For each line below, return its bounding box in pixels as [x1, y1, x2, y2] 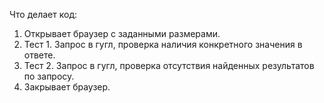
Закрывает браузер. [23, 81, 111, 93]
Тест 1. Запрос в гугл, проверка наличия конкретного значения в [23, 39, 303, 50]
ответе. [23, 49, 56, 61]
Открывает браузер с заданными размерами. [23, 28, 221, 39]
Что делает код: [9, 9, 77, 20]
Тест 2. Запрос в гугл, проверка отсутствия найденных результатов [23, 60, 315, 71]
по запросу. [23, 70, 75, 82]
